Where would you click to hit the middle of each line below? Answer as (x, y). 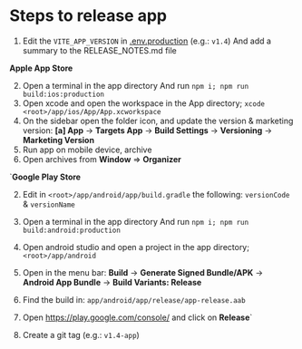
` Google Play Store (45, 177)
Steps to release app (88, 16)
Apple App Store (41, 68)
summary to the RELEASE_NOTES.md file (99, 50)
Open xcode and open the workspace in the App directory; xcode (144, 103)
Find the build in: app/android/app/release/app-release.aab (134, 299)
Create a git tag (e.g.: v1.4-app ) (81, 334)
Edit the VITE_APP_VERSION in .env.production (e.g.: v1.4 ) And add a (147, 41)
